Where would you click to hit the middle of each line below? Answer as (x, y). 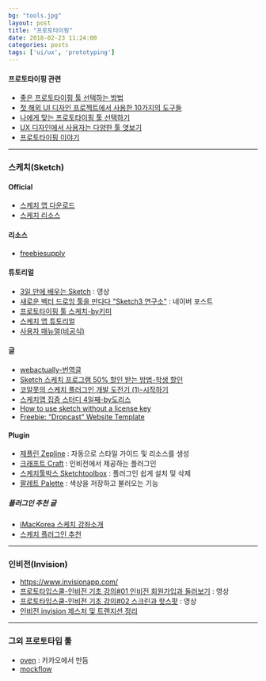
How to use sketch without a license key (85, 408)
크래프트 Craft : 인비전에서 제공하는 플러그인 (88, 464)
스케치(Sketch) (36, 167)
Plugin (19, 435)
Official (21, 186)
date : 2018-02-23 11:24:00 (53, 38)
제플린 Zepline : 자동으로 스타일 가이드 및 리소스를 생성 (104, 453)
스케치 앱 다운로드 (47, 205)
